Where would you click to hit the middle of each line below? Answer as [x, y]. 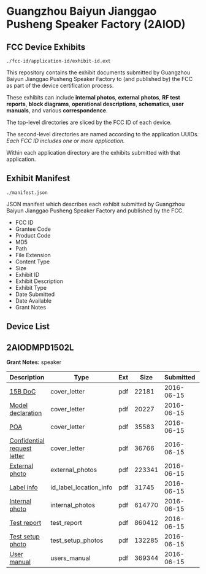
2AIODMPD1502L [40, 347]
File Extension [33, 255]
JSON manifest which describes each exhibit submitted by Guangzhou [96, 204]
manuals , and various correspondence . [57, 111]
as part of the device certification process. [60, 85]
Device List [28, 327]
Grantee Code [33, 229]
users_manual [71, 558]
